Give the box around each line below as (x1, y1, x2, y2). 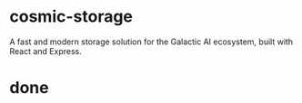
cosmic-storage (9, 6, 134, 27)
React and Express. (9, 45, 82, 56)
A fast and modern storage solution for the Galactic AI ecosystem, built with (9, 36, 294, 47)
